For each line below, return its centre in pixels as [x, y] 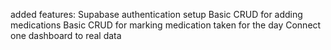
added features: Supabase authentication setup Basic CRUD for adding [156, 14]
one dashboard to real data [66, 35]
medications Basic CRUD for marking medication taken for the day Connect [166, 25]
